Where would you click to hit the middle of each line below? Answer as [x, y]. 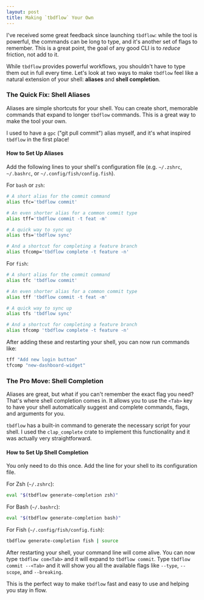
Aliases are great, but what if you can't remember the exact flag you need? [100, 394]
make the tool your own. [37, 121]
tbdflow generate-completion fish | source [62, 541]
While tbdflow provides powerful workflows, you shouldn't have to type [96, 66]
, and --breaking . [41, 572]
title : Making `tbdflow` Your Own [50, 18]
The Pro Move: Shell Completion [55, 381]
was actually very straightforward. [49, 439]
